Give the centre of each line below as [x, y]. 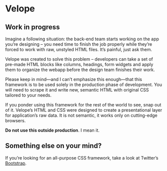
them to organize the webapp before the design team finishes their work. [80, 70]
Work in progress [32, 27]
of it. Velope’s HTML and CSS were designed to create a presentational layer [84, 110]
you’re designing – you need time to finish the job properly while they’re [79, 44]
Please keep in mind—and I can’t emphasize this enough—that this [74, 79]
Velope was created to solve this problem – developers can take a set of [79, 59]
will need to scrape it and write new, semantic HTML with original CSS [77, 90]
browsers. [15, 121]
